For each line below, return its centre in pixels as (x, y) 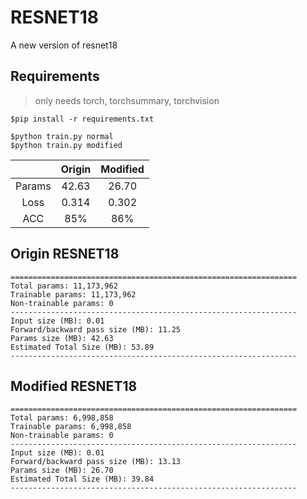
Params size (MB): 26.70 (62, 471)
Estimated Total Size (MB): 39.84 (82, 479)
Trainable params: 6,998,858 (71, 427)
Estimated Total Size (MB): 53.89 (82, 347)
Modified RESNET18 (74, 386)
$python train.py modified (66, 145)
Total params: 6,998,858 (62, 418)
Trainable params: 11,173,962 (73, 294)
